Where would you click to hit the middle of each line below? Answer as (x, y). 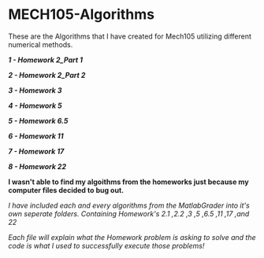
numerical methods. (41, 44)
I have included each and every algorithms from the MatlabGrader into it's (129, 205)
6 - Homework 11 (36, 136)
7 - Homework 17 (36, 151)
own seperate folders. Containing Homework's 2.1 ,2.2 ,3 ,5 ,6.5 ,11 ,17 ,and (129, 213)
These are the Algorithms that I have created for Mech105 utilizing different (130, 36)
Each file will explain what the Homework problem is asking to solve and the (132, 237)
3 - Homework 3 (35, 90)
